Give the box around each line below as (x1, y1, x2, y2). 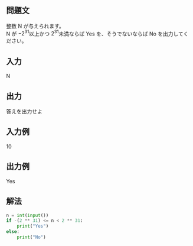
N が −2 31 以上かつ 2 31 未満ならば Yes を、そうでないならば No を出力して (6, 29, 184, 37)
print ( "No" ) (17, 234, 46, 241)
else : (6, 229, 19, 235)
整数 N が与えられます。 (6, 22, 65, 30)
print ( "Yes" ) (17, 224, 49, 229)
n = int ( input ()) (6, 212, 49, 218)
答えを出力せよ (6, 108, 42, 115)
